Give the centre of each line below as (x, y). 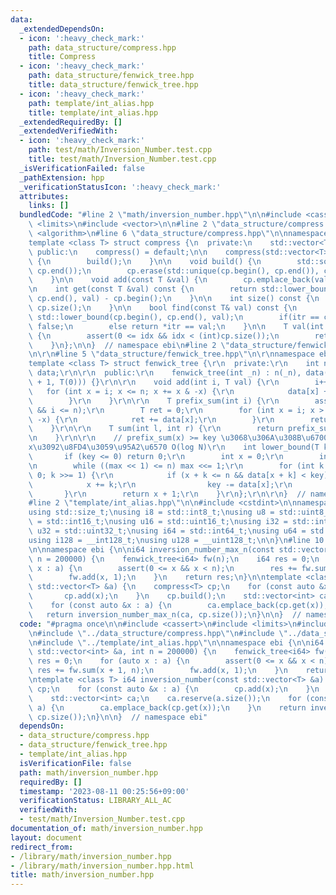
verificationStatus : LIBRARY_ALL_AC (95, 801)
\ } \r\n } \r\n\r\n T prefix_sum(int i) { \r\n (154, 401)
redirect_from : (42, 847)
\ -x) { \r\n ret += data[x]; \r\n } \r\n (151, 419)
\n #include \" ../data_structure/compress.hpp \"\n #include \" (158, 633)
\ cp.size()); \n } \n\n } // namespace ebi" (118, 717)
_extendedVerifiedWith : (68, 131)
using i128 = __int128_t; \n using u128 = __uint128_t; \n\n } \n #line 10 (176, 540)
